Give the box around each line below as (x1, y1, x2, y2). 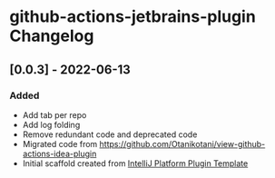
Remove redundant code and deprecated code (22, 129, 198, 140)
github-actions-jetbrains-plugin (9, 6, 256, 27)
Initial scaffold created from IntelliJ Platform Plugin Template (22, 157, 249, 169)
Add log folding (22, 119, 81, 130)
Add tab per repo (22, 109, 87, 120)
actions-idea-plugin (22, 148, 97, 159)
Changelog (9, 25, 94, 46)
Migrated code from (22, 138, 98, 149)
